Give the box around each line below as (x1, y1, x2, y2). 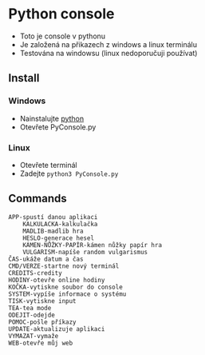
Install (8, 71, 40, 85)
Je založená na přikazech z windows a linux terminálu (19, 39, 198, 49)
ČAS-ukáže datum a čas (8, 255, 84, 263)
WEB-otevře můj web (8, 339, 73, 347)
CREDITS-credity (8, 269, 62, 277)
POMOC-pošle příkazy (8, 317, 77, 326)
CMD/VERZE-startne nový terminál (8, 261, 120, 270)
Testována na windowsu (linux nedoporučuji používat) (19, 48, 198, 58)
